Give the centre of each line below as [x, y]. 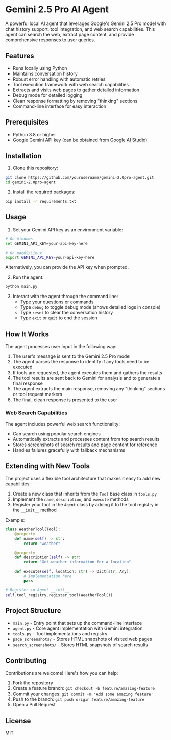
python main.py [21, 287]
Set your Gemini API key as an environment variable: [68, 229]
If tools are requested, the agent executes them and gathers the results [87, 373]
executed [22, 367]
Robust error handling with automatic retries [59, 79]
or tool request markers [37, 394]
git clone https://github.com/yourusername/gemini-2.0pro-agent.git [80, 178]
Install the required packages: [44, 192]
